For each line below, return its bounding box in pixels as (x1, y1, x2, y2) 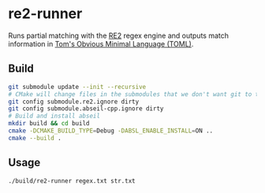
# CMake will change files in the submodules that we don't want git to (8, 90, 252, 98)
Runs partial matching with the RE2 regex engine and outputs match (8, 31, 230, 40)
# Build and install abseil (8, 112, 101, 121)
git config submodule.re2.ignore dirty (8, 98, 140, 106)
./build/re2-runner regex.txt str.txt (8, 176, 136, 185)
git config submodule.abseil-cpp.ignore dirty (8, 105, 164, 113)
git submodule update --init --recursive (8, 83, 147, 91)
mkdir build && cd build (8, 120, 90, 128)
